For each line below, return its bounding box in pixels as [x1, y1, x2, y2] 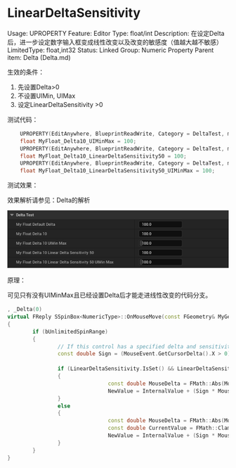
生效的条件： [7, 68, 44, 76]
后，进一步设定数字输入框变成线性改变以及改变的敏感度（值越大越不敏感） [7, 37, 223, 46]
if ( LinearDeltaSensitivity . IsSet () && [57, 365, 174, 372]
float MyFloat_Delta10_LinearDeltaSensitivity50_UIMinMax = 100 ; [20, 167, 216, 175]
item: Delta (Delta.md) [7, 53, 71, 61]
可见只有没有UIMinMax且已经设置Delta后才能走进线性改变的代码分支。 [7, 291, 212, 300]
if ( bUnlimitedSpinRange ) [32, 328, 109, 335]
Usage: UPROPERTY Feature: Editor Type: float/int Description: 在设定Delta [7, 29, 225, 37]
